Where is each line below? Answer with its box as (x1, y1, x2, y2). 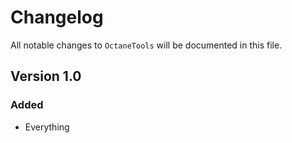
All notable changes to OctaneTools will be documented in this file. (10, 39, 283, 51)
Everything (24, 121, 70, 133)
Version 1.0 (10, 68, 82, 85)
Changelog (10, 6, 104, 29)
